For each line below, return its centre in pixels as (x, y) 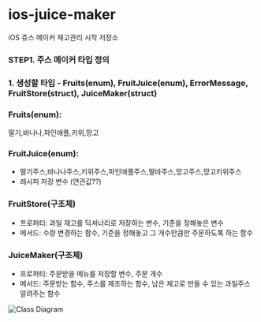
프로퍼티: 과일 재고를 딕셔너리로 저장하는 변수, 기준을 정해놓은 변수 (121, 223)
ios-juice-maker (62, 15)
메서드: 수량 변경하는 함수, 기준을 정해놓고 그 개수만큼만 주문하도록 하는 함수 (136, 232)
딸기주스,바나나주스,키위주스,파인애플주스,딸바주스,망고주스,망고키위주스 (130, 172)
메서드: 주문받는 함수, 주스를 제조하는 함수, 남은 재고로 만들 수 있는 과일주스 (135, 283)
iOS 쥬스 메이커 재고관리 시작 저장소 (63, 37)
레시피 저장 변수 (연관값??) (60, 182)
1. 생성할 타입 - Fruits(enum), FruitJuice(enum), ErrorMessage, (128, 83)
